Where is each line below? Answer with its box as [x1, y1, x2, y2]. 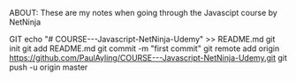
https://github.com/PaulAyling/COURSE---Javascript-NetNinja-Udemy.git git [9, 53, 287, 63]
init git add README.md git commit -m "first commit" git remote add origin [9, 43, 280, 54]
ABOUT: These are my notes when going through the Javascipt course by [9, 8, 278, 18]
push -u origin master [9, 62, 88, 72]
